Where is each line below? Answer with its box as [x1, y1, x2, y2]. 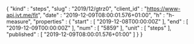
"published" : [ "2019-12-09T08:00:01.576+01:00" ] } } [6, 31, 143, 38]
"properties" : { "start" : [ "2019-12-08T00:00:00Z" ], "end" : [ [33, 18, 189, 25]
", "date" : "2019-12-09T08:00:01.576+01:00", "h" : [37, 11, 165, 19]
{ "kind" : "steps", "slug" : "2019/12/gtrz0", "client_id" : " [6, 5, 148, 12]
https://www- [146, 5, 181, 12]
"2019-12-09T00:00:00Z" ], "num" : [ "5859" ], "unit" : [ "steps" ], [6, 24, 172, 31]
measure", [6, 18, 32, 25]
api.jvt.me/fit [6, 11, 38, 19]
